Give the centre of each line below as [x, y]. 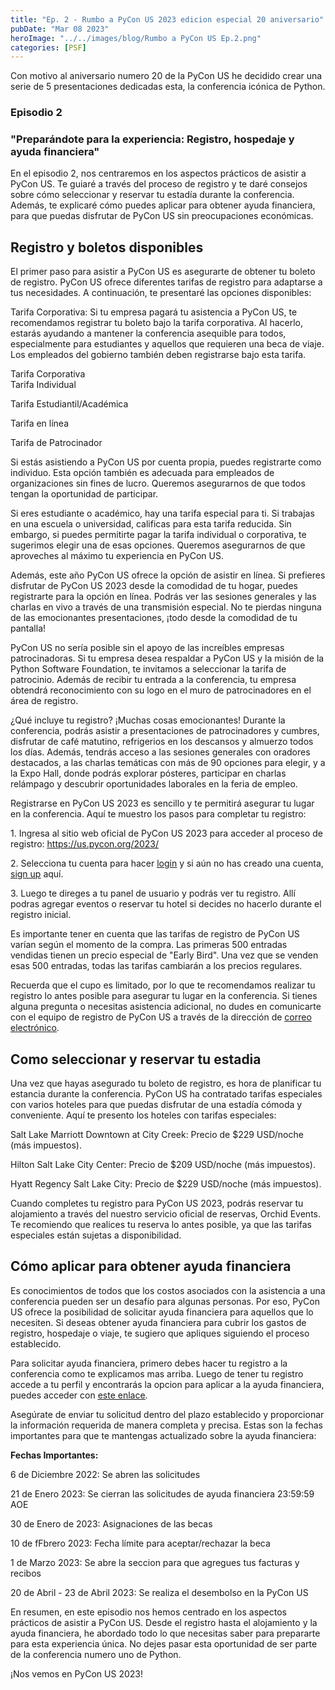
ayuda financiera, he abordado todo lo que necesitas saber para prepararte [165, 1633]
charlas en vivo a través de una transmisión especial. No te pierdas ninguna [166, 607]
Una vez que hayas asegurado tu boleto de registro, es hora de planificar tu [166, 1083]
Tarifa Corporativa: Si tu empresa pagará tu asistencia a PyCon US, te [154, 312]
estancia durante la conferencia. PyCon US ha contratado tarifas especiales [166, 1094]
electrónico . [35, 1028]
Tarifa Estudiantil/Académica [69, 404]
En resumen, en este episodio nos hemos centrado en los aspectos [148, 1612]
